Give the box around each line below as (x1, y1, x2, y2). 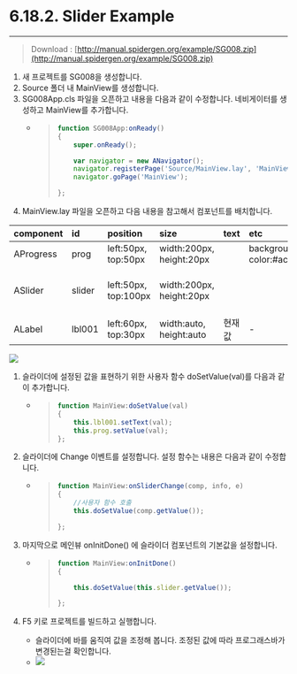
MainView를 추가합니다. (45, 104, 129, 115)
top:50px (107, 254, 146, 266)
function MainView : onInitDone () (57, 559, 177, 568)
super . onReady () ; (73, 140, 137, 149)
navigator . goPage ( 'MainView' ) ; (73, 172, 188, 182)
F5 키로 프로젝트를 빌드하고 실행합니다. (21, 617, 157, 627)
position (107, 227, 143, 240)
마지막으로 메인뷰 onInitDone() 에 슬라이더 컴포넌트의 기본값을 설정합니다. (21, 540, 278, 550)
